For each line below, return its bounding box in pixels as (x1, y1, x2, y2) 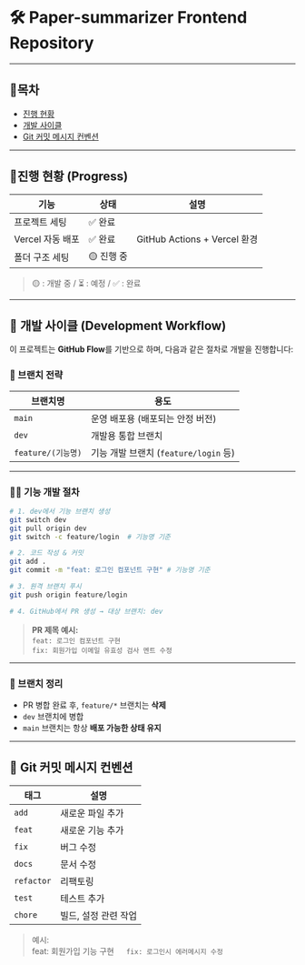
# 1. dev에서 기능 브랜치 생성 (9, 507, 111, 516)
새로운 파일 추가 (60, 807, 124, 819)
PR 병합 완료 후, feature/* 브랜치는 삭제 (22, 699, 166, 710)
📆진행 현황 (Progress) (9, 169, 129, 185)
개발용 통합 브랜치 (90, 429, 163, 442)
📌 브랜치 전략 (9, 369, 64, 382)
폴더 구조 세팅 (14, 251, 70, 264)
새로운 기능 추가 (60, 824, 124, 837)
